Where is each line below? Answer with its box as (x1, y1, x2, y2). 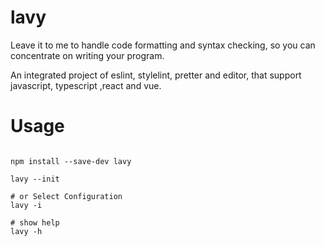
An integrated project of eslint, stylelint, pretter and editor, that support (10, 69, 302, 81)
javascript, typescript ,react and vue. (10, 79, 162, 91)
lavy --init (10, 174, 60, 184)
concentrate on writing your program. (10, 49, 165, 61)
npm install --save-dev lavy (10, 156, 132, 166)
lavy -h (10, 226, 43, 236)
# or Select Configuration (10, 191, 123, 201)
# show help (10, 217, 60, 228)
